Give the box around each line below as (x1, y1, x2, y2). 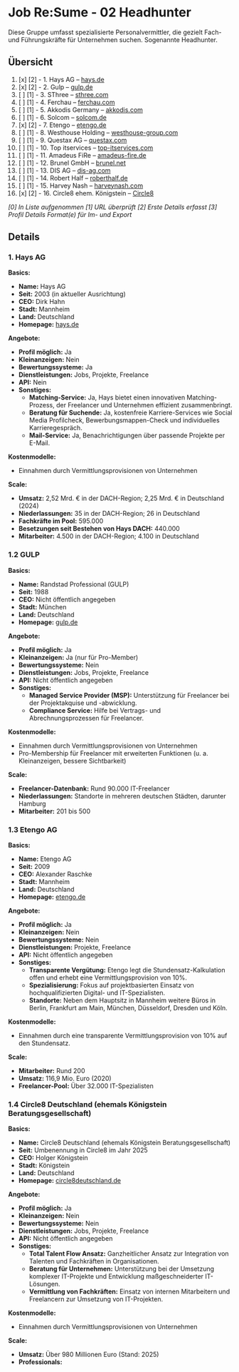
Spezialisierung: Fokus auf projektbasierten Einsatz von (28, 981, 194, 990)
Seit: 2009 (18, 863, 51, 871)
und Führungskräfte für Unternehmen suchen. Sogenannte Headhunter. (8, 35, 218, 44)
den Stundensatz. (18, 1039, 70, 1047)
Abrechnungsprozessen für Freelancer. (28, 713, 144, 722)
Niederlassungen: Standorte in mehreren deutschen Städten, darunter (18, 791, 226, 800)
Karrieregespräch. (28, 424, 83, 432)
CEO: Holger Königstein (18, 1154, 88, 1162)
